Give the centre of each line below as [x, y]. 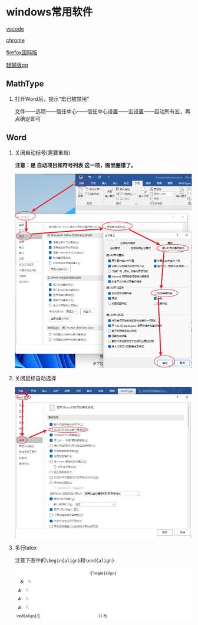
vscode [15, 29]
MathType [25, 84]
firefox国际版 [22, 52]
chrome [16, 40]
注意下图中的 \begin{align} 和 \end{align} [65, 560]
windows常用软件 [49, 12]
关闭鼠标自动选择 [35, 378]
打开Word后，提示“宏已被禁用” [52, 98]
